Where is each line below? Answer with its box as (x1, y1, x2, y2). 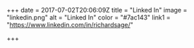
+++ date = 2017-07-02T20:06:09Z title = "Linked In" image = (6, 6, 188, 14)
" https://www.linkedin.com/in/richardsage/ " (6, 21, 133, 29)
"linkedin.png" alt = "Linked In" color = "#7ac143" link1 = (6, 13, 171, 22)
